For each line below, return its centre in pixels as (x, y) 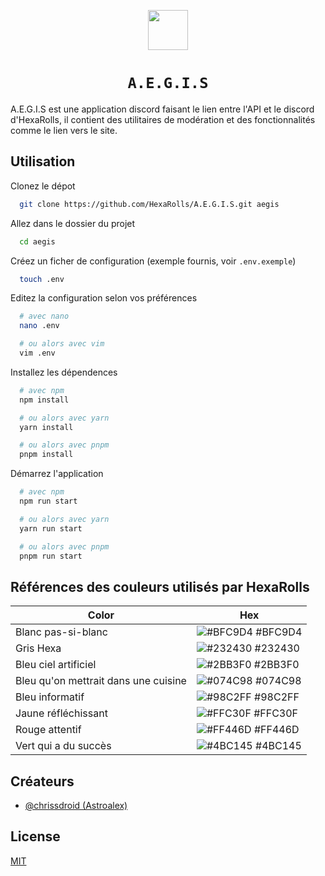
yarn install (46, 427)
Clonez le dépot (43, 186)
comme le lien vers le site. (64, 130)
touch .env (42, 279)
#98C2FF (277, 697)
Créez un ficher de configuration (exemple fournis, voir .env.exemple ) (153, 261)
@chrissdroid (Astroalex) (76, 805)
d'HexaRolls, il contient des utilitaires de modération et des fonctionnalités (163, 119)
